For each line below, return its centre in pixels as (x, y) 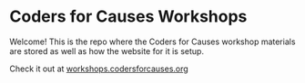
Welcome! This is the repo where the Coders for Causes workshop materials (152, 41)
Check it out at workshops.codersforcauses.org (99, 69)
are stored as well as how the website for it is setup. (107, 51)
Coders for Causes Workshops (128, 17)
